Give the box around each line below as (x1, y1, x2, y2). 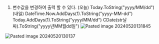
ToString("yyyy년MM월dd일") (19, 23, 79, 29)
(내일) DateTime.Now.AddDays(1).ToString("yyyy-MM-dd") (12, 10, 133, 16)
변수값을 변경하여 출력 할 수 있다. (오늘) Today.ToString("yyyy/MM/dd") (12, 4, 155, 10)
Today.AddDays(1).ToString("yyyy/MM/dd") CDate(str (12, 17, 123, 22)
